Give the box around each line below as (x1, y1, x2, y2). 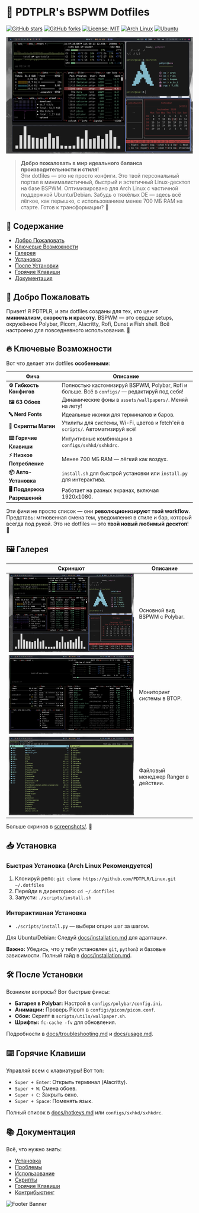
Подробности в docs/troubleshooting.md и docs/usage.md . (6, 1031, 153, 1038)
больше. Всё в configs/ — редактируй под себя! (62, 387, 184, 395)
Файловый (139, 767, 166, 774)
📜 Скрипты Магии (8, 422, 55, 430)
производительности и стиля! (20, 166, 99, 173)
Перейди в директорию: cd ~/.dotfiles (14, 888, 115, 895)
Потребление (8, 460, 44, 467)
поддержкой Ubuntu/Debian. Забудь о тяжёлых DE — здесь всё (20, 191, 182, 199)
